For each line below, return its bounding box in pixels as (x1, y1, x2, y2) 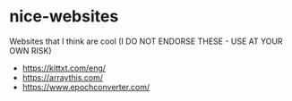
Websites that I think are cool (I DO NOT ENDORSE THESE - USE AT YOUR (9, 36, 284, 46)
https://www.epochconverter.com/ (21, 81, 150, 92)
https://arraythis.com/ (21, 72, 104, 82)
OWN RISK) (9, 45, 52, 55)
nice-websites (9, 6, 119, 27)
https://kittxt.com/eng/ (21, 63, 106, 73)
